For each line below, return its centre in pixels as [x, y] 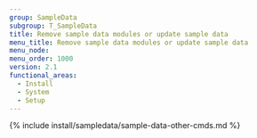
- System [33, 92]
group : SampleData [43, 17]
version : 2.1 [33, 68]
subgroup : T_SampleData [53, 26]
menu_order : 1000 [41, 59]
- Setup [32, 100]
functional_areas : [43, 76]
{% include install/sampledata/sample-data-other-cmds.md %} [125, 126]
